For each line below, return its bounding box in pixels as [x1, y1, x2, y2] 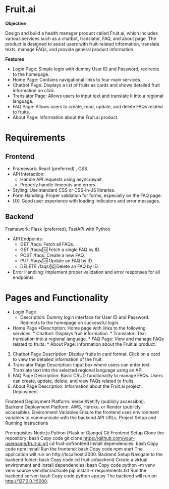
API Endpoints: [12, 235, 43, 241]
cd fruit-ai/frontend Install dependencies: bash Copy [49, 440, 158, 446]
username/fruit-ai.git [5, 440, 48, 446]
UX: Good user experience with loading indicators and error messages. [12, 197, 160, 203]
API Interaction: [12, 171, 45, 177]
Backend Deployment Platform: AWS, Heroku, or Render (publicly [5, 403, 141, 410]
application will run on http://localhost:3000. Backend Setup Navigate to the [5, 451, 163, 457]
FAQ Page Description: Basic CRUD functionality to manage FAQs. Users [12, 372, 163, 378]
